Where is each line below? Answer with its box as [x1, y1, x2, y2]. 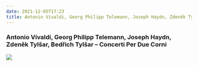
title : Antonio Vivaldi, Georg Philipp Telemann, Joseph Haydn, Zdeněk [6, 14, 186, 20]
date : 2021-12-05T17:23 [6, 8, 65, 15]
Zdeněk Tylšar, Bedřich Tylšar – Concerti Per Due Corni [6, 40, 167, 48]
